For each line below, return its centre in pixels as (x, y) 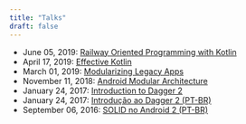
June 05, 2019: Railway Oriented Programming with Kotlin (129, 52)
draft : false (34, 26)
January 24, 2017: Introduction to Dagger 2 (103, 91)
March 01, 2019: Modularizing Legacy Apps (103, 71)
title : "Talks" (38, 18)
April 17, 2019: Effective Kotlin (77, 62)
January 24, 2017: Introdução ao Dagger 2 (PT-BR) (117, 100)
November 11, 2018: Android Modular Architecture (115, 81)
